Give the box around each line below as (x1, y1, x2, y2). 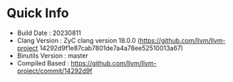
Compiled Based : (16, 58, 69, 67)
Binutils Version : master (16, 51, 88, 60)
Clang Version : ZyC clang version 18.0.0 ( (16, 36, 140, 44)
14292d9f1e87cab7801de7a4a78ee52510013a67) (39, 43, 183, 52)
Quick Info (6, 5, 69, 21)
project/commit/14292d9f (16, 66, 93, 75)
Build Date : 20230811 (16, 29, 81, 37)
